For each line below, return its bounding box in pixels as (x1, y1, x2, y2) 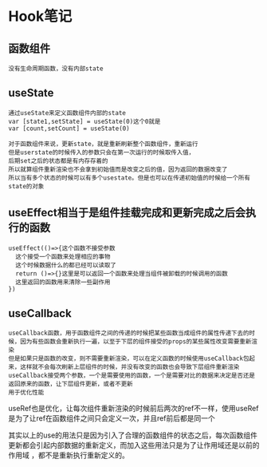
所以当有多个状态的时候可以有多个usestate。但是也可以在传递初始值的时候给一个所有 (8, 173, 251, 182)
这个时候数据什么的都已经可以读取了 (15, 261, 117, 269)
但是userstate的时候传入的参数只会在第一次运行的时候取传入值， (8, 148, 195, 156)
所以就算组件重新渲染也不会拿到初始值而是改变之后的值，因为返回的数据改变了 (8, 165, 228, 173)
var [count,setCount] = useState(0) (8, 125, 130, 133)
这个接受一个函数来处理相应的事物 (15, 252, 111, 260)
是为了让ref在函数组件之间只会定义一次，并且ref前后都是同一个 (8, 414, 215, 423)
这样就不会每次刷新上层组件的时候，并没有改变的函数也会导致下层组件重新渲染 (19, 363, 240, 371)
